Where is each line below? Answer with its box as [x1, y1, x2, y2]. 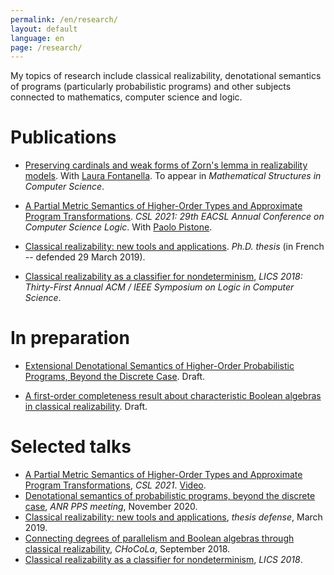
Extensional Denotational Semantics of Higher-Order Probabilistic [24, 360, 295, 372]
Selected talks [10, 436, 132, 458]
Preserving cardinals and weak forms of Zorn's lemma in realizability [24, 159, 308, 171]
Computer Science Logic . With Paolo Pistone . [24, 221, 213, 233]
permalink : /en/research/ [10, 14, 118, 25]
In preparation [10, 327, 130, 350]
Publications [10, 126, 117, 149]
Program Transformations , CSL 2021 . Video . [24, 479, 207, 491]
